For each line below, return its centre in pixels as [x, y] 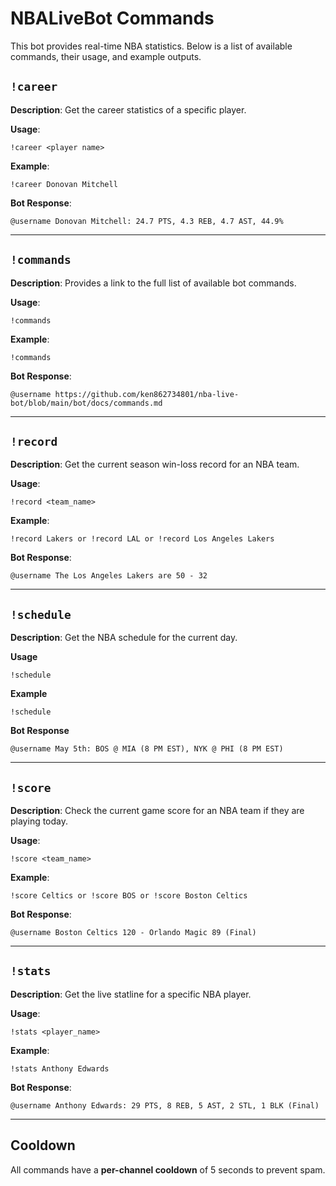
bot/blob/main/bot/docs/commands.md [86, 403]
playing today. [39, 821]
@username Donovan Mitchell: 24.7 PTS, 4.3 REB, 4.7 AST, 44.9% [147, 221]
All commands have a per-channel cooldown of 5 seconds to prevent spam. [168, 1169]
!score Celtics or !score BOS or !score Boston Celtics [129, 896]
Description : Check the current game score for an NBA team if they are [157, 810]
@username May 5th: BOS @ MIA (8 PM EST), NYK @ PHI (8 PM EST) [147, 749]
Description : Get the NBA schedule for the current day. [124, 638]
